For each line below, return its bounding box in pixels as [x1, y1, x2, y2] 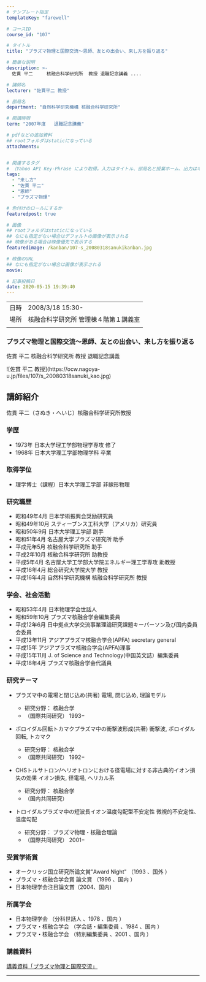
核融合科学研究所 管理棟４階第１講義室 [28, 315, 140, 324]
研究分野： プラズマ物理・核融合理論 [24, 828, 118, 835]
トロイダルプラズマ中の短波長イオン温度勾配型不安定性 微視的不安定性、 [15, 807, 199, 815]
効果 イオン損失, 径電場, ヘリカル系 [26, 774, 115, 782]
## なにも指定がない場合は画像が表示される [6, 261, 102, 267]
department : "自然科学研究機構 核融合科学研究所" [6, 104, 121, 110]
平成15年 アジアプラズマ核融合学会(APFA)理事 [15, 644, 131, 652]
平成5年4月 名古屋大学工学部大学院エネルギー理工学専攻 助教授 [15, 558, 176, 566]
